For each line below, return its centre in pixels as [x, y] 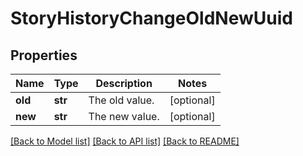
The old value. [121, 100]
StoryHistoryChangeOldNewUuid [151, 18]
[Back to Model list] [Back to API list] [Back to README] [125, 141]
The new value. [124, 116]
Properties [44, 55]
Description [124, 83]
